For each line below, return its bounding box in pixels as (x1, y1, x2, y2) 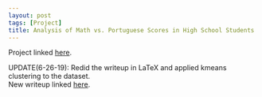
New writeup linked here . (8, 80, 91, 89)
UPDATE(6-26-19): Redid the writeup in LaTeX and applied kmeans (8, 63, 227, 73)
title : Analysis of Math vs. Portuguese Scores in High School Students (8, 26, 255, 34)
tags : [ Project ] (8, 19, 62, 27)
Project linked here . (8, 48, 72, 58)
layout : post (8, 11, 52, 20)
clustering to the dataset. (8, 72, 91, 81)
